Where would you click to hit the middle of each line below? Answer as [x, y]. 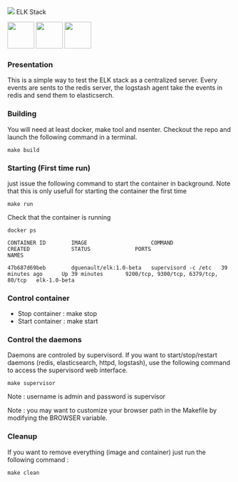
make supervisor [31, 384]
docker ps [22, 230]
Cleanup [22, 436]
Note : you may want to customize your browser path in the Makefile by [112, 411]
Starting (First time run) [49, 168]
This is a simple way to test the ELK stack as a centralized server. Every [112, 80]
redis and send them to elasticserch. [61, 96]
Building [22, 114]
